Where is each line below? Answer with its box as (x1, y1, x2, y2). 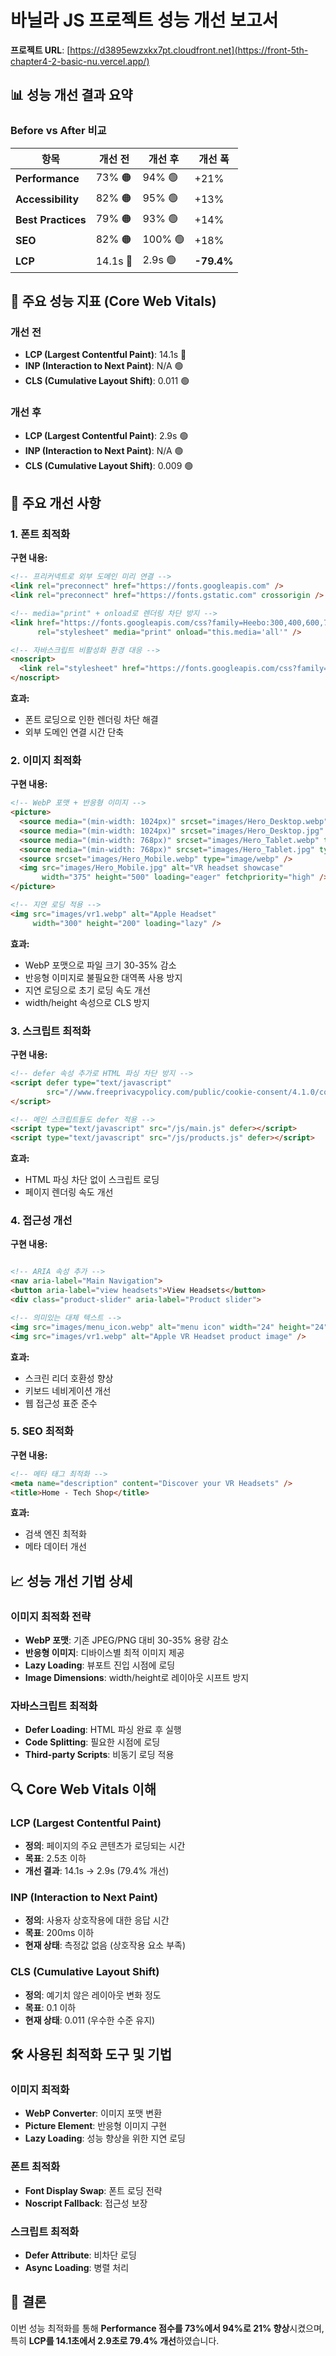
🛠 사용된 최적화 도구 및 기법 (10, 2046, 173, 2063)
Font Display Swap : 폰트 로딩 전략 (24, 2184, 163, 2196)
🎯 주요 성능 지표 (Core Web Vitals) (10, 293, 217, 310)
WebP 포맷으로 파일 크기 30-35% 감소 (24, 959, 177, 971)
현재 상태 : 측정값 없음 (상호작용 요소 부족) (24, 1939, 187, 1951)
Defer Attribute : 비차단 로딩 (24, 2249, 137, 2261)
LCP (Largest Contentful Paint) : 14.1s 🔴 (24, 349, 187, 361)
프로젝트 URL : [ (10, 44, 71, 56)
